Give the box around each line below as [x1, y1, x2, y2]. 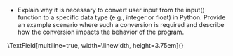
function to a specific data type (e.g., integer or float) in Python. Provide [17, 13, 226, 21]
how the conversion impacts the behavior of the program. [17, 28, 185, 36]
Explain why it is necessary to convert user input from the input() [17, 6, 205, 14]
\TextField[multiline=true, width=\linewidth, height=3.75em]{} [7, 41, 185, 49]
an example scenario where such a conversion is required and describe [17, 21, 225, 28]
